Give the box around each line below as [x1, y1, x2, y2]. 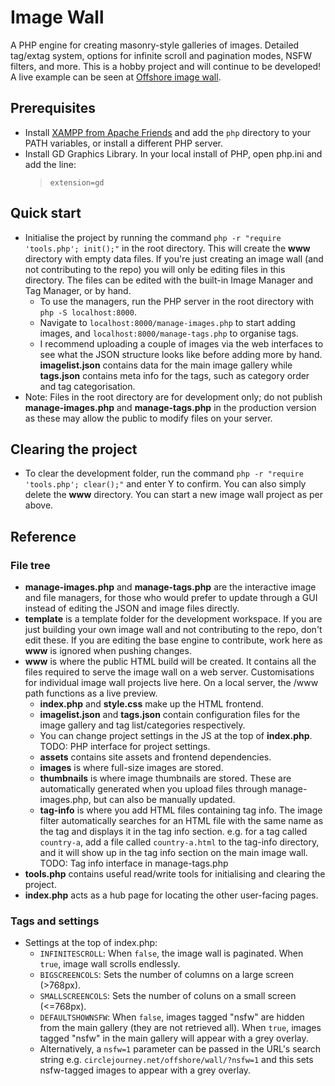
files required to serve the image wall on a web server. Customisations [24, 666, 315, 678]
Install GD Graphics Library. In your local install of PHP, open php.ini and [24, 147, 323, 160]
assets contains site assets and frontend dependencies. [39, 751, 272, 763]
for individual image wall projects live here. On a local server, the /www [24, 677, 319, 689]
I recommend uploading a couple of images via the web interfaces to [39, 337, 324, 350]
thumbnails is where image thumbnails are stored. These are [39, 772, 292, 785]
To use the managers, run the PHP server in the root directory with [39, 295, 315, 307]
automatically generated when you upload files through [39, 783, 268, 795]
